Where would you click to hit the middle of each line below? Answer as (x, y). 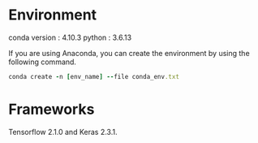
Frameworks (52, 109)
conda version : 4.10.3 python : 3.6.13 (70, 37)
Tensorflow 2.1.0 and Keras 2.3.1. (63, 132)
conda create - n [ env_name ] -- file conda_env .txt (94, 76)
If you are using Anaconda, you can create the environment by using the (129, 53)
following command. (43, 62)
